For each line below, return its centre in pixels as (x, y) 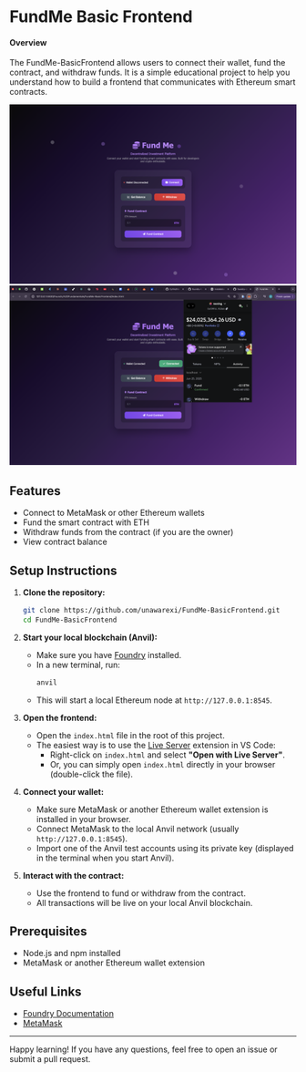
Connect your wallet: (63, 791)
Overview (28, 42)
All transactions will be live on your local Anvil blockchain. (144, 902)
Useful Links (46, 991)
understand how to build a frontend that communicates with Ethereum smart (153, 82)
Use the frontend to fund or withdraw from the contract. (141, 893)
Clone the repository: (64, 593)
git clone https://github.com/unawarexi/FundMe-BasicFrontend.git (151, 611)
